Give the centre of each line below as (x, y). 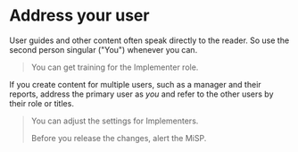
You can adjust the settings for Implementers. (115, 121)
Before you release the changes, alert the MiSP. (119, 138)
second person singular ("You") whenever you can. (103, 49)
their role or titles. (41, 103)
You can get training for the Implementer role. (115, 67)
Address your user (79, 16)
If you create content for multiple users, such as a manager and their (135, 84)
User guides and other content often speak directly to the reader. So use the (149, 40)
